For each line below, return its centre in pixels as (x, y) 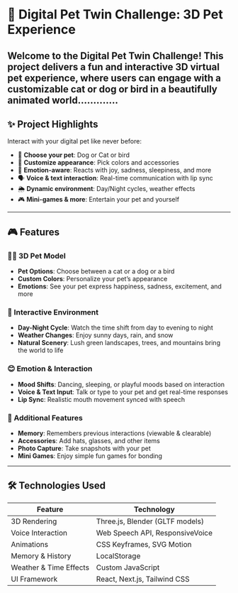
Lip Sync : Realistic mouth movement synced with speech (101, 399)
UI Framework (34, 579)
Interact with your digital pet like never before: (74, 141)
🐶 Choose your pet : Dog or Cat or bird (73, 155)
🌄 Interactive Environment (53, 312)
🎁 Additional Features (45, 418)
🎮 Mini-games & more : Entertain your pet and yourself (98, 200)
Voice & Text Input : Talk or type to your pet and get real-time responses (123, 392)
